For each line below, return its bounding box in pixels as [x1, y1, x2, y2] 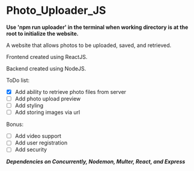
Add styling [14, 102, 44, 109]
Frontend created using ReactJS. [6, 53, 88, 60]
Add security [14, 146, 47, 154]
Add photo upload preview [14, 95, 81, 102]
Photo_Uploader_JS [6, 4, 106, 17]
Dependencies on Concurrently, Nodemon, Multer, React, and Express [6, 158, 186, 166]
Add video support [14, 132, 62, 140]
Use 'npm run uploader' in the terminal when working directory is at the [6, 23, 189, 31]
